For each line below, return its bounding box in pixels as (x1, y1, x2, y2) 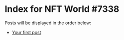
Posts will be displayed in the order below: (4, 20, 92, 26)
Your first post (11, 29, 41, 35)
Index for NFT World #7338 (4, 3, 120, 15)
